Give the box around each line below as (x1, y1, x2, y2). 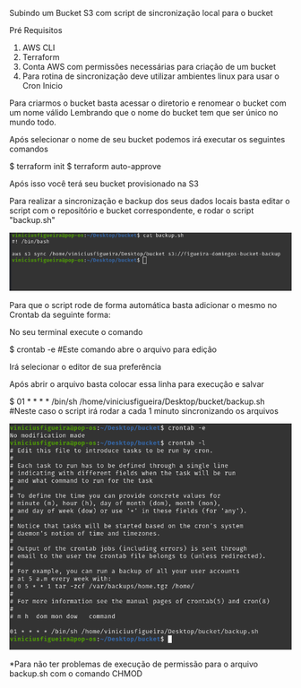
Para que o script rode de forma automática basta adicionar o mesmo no (9, 300, 278, 311)
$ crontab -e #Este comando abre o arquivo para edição (9, 344, 218, 355)
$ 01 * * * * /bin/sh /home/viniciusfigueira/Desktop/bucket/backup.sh (9, 396, 266, 407)
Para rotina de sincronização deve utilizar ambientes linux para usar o (21, 71, 280, 82)
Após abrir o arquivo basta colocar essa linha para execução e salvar (9, 379, 264, 390)
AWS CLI (21, 42, 56, 53)
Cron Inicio (21, 81, 63, 90)
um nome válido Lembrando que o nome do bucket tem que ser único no (9, 107, 279, 117)
